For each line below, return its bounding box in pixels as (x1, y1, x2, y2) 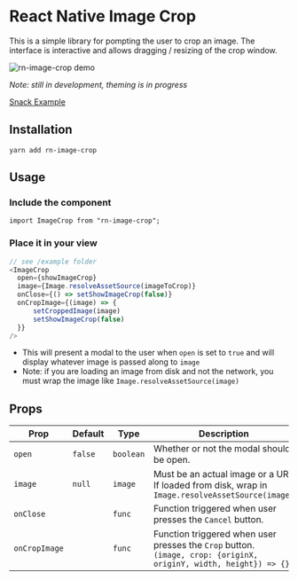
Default (72, 427, 105, 440)
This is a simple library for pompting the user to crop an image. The (9, 35, 255, 46)
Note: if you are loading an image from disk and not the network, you (21, 366, 274, 377)
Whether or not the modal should (153, 443, 291, 455)
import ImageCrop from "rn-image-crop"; (9, 216, 161, 225)
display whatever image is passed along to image (21, 357, 200, 367)
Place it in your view (9, 237, 98, 249)
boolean (112, 450, 145, 459)
